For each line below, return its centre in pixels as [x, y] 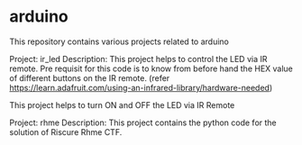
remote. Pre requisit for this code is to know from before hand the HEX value [151, 68]
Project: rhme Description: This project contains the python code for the [143, 122]
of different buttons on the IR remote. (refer [90, 77]
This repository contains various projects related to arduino [119, 41]
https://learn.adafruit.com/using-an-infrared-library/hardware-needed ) [141, 87]
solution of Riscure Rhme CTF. [66, 131]
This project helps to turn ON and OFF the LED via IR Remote [122, 104]
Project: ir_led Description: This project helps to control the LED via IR [138, 59]
